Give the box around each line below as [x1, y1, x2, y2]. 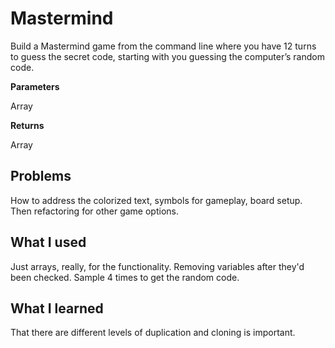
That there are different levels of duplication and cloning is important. [10, 327, 296, 339]
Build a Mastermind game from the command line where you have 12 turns [10, 40, 317, 52]
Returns [10, 119, 45, 131]
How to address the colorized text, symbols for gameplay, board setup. [10, 194, 303, 206]
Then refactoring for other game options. [10, 205, 179, 217]
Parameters [10, 80, 60, 92]
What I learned [10, 300, 104, 317]
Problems [10, 168, 72, 185]
